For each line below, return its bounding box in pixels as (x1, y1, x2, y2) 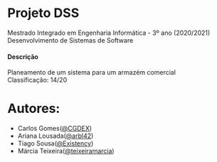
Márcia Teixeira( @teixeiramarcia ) (17, 147, 115, 156)
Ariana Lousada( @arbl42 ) (17, 131, 94, 140)
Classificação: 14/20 (7, 76, 68, 85)
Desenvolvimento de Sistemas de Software (7, 36, 134, 44)
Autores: (7, 101, 60, 117)
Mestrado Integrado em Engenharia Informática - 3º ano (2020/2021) (7, 28, 211, 37)
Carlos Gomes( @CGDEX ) (17, 124, 92, 133)
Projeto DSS (7, 5, 80, 21)
